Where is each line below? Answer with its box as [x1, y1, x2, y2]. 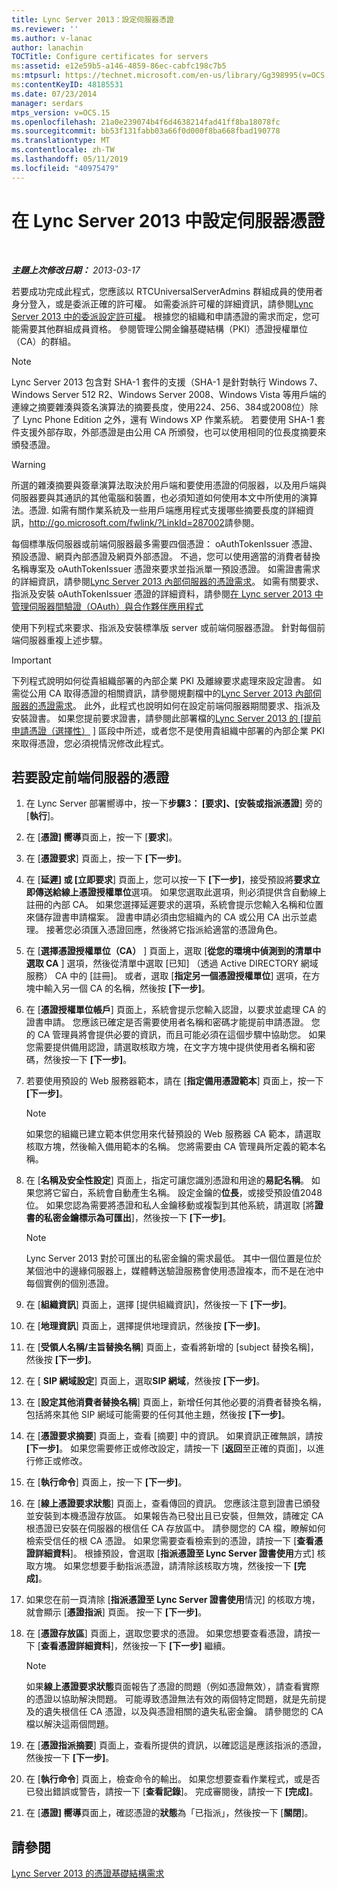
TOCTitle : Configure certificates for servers [11, 52, 209, 62]
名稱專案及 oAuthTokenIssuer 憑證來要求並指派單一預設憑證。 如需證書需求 [11, 562, 321, 575]
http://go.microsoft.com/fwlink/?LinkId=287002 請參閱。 [29, 516, 260, 528]
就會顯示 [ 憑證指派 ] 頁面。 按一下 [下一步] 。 [25, 1606, 208, 1618]
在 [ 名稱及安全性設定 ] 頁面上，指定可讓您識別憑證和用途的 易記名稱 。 [25, 1174, 309, 1186]
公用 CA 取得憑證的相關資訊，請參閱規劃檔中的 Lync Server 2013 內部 [28, 687, 313, 699]
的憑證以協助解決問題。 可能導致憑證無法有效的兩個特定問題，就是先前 [25, 1693, 318, 1705]
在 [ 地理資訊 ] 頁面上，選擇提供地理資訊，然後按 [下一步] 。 [25, 1320, 266, 1332]
